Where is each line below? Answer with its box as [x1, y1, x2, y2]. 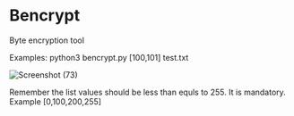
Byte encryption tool [9, 35, 85, 46]
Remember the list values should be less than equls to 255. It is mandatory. [9, 87, 287, 97]
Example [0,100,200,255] [9, 95, 101, 107]
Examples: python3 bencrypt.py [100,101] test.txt [9, 52, 189, 62]
